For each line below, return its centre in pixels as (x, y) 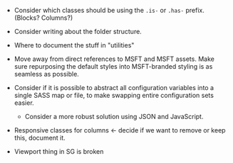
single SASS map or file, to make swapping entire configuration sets (114, 95)
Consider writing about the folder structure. (78, 32)
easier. (24, 103)
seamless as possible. (47, 74)
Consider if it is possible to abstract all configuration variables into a (114, 88)
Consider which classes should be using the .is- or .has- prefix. (109, 10)
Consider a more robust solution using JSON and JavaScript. (114, 117)
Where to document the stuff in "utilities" (74, 45)
